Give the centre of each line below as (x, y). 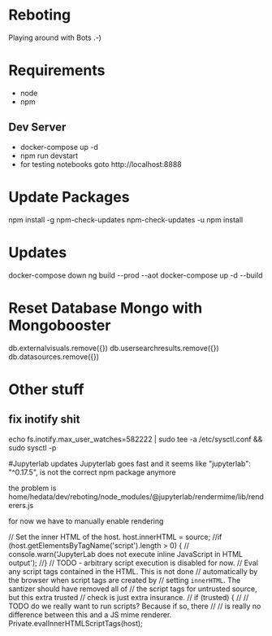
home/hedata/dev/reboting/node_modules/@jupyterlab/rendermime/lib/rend (136, 496)
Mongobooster (60, 325)
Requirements (57, 70)
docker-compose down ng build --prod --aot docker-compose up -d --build (136, 275)
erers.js (21, 505)
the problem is (32, 488)
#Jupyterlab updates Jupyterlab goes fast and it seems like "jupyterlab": (130, 463)
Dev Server (37, 127)
